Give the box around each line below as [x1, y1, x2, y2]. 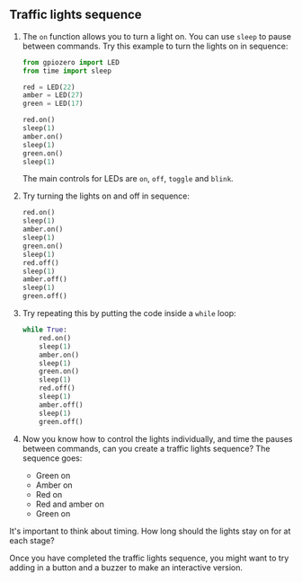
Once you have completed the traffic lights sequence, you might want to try [9, 552, 289, 563]
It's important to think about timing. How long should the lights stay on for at [9, 525, 291, 536]
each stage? [9, 534, 56, 546]
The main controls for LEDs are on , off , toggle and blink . [22, 173, 234, 184]
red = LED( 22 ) [22, 83, 75, 92]
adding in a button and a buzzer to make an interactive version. [9, 561, 243, 573]
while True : [22, 325, 67, 335]
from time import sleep [22, 66, 112, 75]
